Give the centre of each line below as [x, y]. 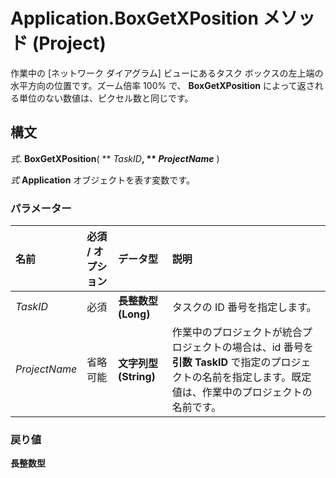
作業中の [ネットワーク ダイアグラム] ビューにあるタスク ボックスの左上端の [167, 73]
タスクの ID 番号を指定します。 [244, 307]
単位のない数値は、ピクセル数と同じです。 [106, 98]
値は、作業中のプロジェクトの [242, 392]
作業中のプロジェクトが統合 [237, 332]
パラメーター [41, 208]
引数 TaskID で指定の [221, 362]
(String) [136, 377]
